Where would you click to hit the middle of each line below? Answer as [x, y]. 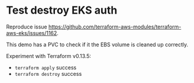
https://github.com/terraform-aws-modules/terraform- [115, 27]
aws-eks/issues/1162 [32, 33]
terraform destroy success [48, 74]
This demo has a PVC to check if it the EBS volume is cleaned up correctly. [97, 44]
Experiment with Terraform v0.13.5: [49, 56]
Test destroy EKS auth [62, 10]
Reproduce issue [27, 27]
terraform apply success [46, 67]
